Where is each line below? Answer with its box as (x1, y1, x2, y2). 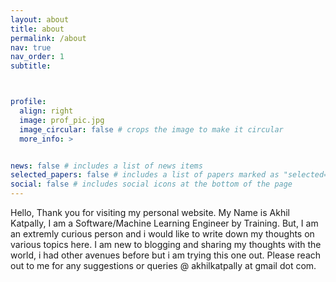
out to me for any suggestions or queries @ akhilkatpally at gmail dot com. (10, 260, 317, 271)
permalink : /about (10, 33, 87, 43)
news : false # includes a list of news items (10, 161, 203, 171)
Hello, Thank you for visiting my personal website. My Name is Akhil (10, 207, 290, 218)
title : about (10, 24, 65, 34)
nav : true (10, 42, 52, 53)
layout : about (10, 14, 70, 25)
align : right (19, 106, 74, 116)
